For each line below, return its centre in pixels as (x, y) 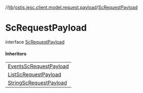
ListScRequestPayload (35, 75)
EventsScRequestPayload (39, 67)
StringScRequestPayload (38, 83)
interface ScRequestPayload (35, 42)
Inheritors (16, 53)
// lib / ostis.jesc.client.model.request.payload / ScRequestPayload (71, 7)
